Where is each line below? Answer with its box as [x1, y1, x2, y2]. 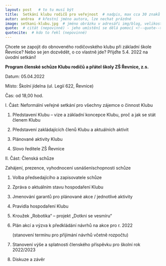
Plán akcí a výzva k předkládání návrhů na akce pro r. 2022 [12, 222, 133, 228]
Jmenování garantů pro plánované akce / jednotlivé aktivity [12, 194, 133, 199]
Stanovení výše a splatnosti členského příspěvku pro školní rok [12, 242, 141, 247]
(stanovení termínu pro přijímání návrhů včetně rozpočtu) [12, 232, 128, 238]
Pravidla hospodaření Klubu [12, 203, 69, 209]
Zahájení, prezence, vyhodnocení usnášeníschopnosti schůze [5, 165, 131, 171]
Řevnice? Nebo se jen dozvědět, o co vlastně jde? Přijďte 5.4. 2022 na [5, 49, 148, 55]
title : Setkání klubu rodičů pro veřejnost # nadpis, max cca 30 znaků [5, 12, 161, 17]
